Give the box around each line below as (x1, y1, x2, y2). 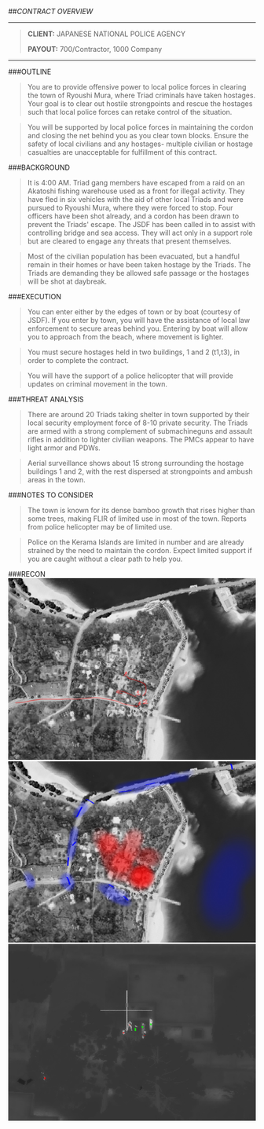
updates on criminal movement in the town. (27, 379, 167, 388)
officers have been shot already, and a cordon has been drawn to (27, 211, 240, 221)
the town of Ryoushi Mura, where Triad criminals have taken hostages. (27, 90, 256, 100)
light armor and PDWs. (27, 443, 101, 453)
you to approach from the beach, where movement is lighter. (27, 332, 224, 341)
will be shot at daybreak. (27, 277, 108, 286)
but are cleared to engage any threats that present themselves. (27, 236, 232, 246)
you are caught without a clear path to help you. (27, 554, 183, 563)
